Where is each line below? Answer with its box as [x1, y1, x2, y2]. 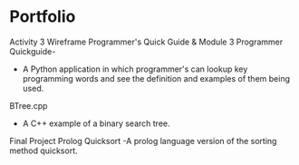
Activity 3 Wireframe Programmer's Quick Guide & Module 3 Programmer [9, 36, 284, 47]
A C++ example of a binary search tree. [22, 118, 170, 129]
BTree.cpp [9, 100, 48, 111]
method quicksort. [9, 145, 78, 156]
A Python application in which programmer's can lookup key [22, 63, 248, 74]
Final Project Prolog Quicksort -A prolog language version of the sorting [9, 135, 277, 146]
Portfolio [9, 6, 76, 27]
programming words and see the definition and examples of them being [22, 73, 290, 83]
